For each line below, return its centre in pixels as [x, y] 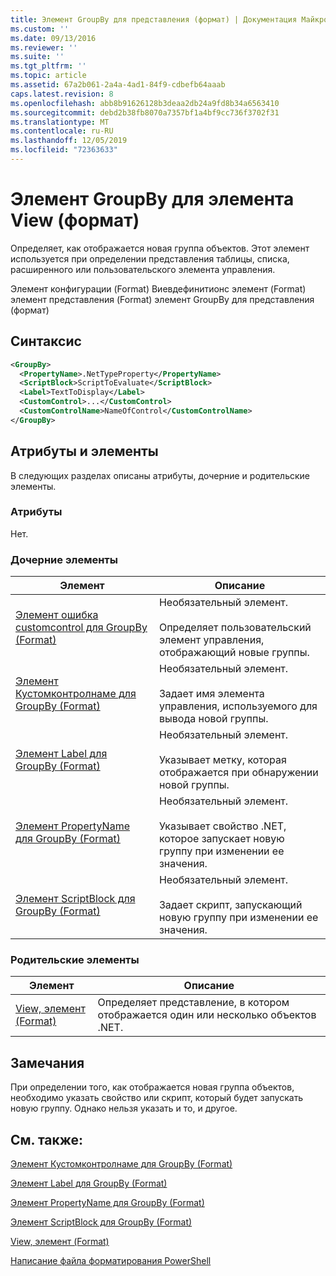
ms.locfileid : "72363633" [64, 150]
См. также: [47, 1139]
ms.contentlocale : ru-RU [62, 131]
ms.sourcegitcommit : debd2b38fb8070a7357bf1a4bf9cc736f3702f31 [145, 112]
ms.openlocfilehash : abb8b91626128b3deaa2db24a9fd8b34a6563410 [145, 103]
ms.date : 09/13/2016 [53, 38]
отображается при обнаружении [238, 773]
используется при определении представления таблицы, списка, [150, 258]
